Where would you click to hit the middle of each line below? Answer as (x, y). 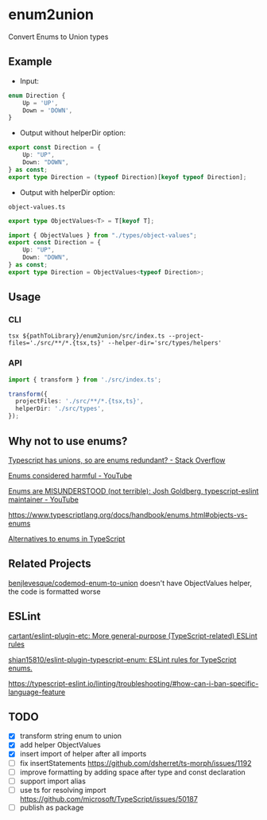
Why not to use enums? (68, 441)
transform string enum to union (70, 736)
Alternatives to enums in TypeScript (67, 538)
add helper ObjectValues (60, 745)
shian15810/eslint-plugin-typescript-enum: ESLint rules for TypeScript (122, 659)
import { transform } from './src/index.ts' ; (85, 380)
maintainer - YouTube (44, 499)
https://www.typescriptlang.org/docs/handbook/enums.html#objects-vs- (128, 514)
